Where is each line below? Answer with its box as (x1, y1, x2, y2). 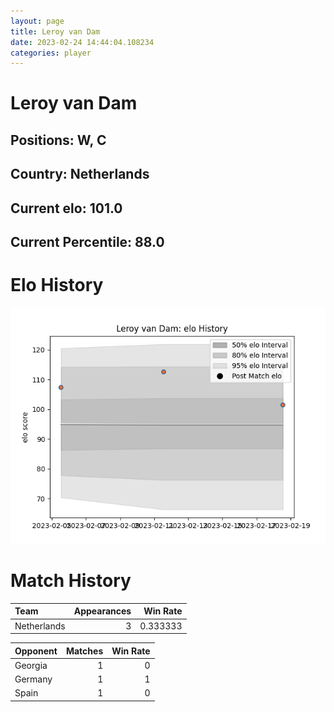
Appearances (73, 605, 132, 617)
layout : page (10, 16, 65, 26)
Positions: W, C (10, 131, 107, 149)
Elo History (10, 274, 104, 297)
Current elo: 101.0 (10, 200, 123, 217)
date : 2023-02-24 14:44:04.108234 (10, 37, 155, 47)
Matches (65, 645, 104, 657)
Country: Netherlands (10, 166, 150, 183)
